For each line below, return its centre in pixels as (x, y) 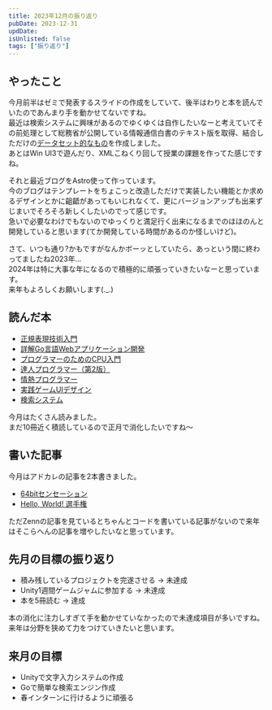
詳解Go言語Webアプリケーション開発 (82, 348)
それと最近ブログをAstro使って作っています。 (84, 181)
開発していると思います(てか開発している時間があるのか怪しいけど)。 (125, 231)
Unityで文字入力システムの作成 (72, 677)
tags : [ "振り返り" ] (39, 46)
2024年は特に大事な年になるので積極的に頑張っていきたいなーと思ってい (131, 268)
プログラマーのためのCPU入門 (71, 359)
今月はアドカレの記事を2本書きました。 (75, 476)
